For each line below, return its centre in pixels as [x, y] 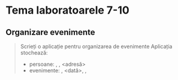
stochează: [34, 53]
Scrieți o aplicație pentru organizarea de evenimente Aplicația [96, 46]
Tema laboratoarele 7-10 [67, 10]
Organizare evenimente [50, 32]
